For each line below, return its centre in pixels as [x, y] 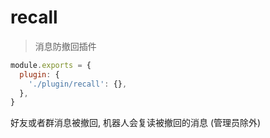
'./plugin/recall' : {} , [78, 84]
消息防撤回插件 [65, 46]
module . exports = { [51, 65]
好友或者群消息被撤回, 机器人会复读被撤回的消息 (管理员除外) [136, 123]
